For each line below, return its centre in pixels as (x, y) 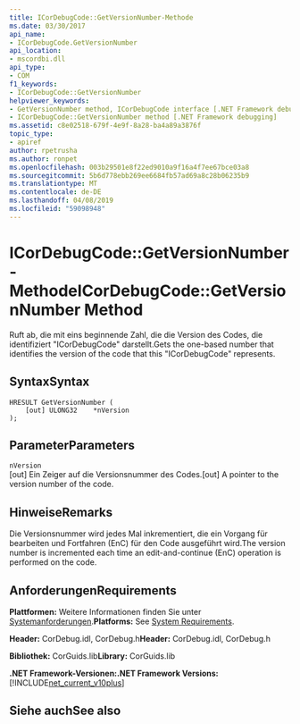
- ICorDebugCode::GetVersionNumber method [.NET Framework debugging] (143, 117)
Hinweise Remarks (61, 512)
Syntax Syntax (50, 382)
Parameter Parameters (72, 445)
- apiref (25, 142)
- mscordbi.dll (37, 59)
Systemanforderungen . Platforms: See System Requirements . (122, 621)
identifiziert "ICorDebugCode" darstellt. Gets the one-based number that (142, 344)
